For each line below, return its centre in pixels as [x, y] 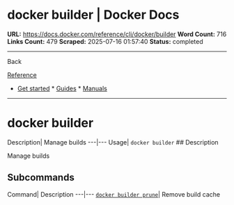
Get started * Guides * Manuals [62, 88]
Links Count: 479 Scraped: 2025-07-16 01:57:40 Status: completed [105, 41]
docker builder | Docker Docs [93, 15]
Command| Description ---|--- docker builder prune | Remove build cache [114, 194]
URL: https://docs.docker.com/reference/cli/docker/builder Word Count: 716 [117, 34]
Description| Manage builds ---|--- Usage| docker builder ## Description [113, 142]
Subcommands [41, 178]
